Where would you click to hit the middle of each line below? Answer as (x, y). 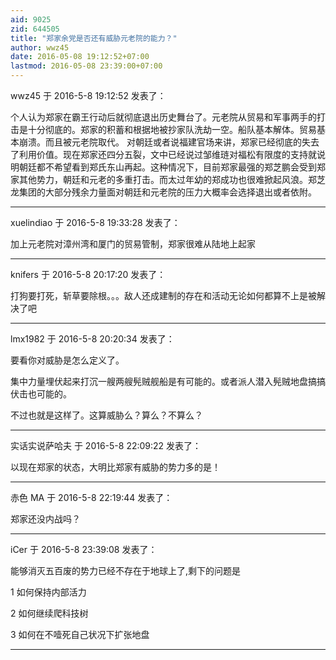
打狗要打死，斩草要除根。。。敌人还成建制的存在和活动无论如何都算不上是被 (163, 295)
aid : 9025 (31, 19)
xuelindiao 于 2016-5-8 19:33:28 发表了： (95, 222)
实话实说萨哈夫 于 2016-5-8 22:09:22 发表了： (106, 445)
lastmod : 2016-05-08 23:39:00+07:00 (86, 66)
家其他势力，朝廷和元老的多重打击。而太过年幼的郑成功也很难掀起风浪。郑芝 (168, 179)
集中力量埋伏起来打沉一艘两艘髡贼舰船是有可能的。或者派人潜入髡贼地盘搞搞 (168, 381)
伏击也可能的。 (41, 394)
